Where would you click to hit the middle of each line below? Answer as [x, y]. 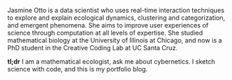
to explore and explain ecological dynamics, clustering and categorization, [116, 18]
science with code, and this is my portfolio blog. [78, 69]
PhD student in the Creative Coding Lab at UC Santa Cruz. [93, 48]
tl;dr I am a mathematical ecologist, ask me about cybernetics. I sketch [111, 62]
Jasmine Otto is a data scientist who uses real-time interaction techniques [116, 10]
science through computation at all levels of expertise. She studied [105, 33]
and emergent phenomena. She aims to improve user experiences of [108, 25]
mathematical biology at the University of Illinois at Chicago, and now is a [115, 40]
